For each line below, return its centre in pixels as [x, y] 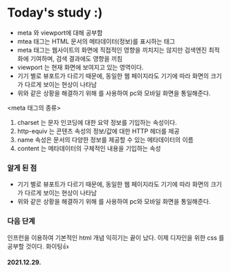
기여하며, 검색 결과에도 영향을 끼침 [76, 58]
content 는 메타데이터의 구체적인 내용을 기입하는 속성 [89, 148]
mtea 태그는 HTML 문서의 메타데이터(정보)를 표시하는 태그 [96, 41]
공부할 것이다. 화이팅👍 [38, 246]
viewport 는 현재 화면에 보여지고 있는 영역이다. [80, 67]
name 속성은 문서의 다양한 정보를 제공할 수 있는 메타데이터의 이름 [105, 139]
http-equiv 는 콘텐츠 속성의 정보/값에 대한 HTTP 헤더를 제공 [98, 131]
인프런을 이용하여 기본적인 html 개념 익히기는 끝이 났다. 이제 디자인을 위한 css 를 [116, 237]
